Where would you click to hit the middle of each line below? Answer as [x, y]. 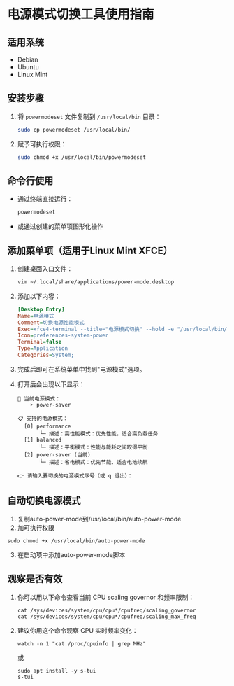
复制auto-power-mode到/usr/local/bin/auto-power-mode [99, 519]
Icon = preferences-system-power [63, 336]
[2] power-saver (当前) [57, 455]
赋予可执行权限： [42, 143]
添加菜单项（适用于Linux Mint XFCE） [90, 250]
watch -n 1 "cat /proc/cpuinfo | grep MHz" [82, 644]
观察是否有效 [35, 579]
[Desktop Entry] [41, 309]
